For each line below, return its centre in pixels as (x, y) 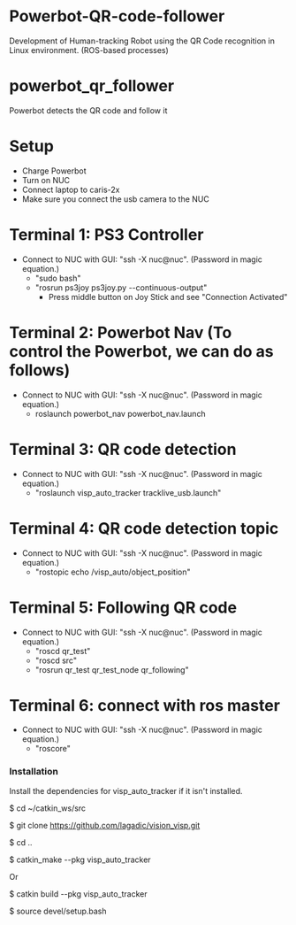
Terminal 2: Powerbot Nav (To (121, 332)
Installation (34, 772)
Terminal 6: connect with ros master (145, 705)
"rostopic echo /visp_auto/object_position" (113, 572)
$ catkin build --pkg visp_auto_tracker (78, 894)
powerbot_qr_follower (92, 86)
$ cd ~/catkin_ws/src (48, 808)
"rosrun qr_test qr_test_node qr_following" (112, 669)
